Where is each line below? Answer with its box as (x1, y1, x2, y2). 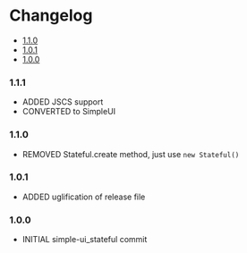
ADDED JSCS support (21, 97, 104, 107)
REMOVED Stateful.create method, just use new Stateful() (21, 148, 240, 159)
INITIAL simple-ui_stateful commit (21, 234, 148, 245)
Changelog (9, 5, 93, 26)
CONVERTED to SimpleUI (21, 106, 116, 117)
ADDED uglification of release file (21, 191, 146, 202)
